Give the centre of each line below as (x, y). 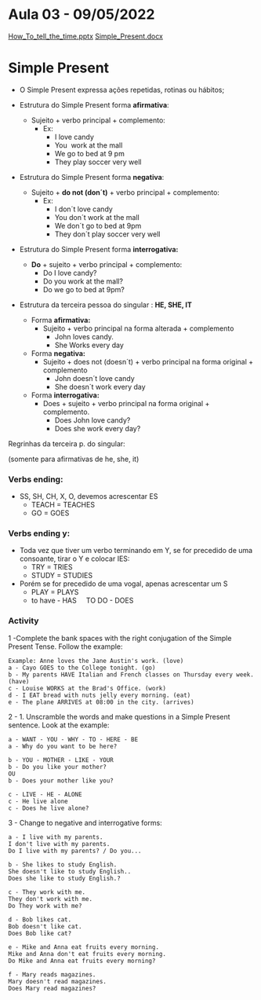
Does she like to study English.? (65, 878)
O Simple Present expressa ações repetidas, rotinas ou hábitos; (122, 90)
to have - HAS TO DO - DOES (82, 601)
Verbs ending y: (39, 533)
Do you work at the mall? (83, 281)
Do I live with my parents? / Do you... (75, 851)
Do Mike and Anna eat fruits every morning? (82, 961)
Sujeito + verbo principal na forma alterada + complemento (138, 328)
